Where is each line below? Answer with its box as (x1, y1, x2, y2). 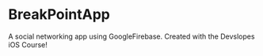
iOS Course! (8, 39, 48, 49)
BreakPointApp (8, 6, 111, 24)
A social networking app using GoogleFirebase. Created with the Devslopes (8, 32, 255, 41)
